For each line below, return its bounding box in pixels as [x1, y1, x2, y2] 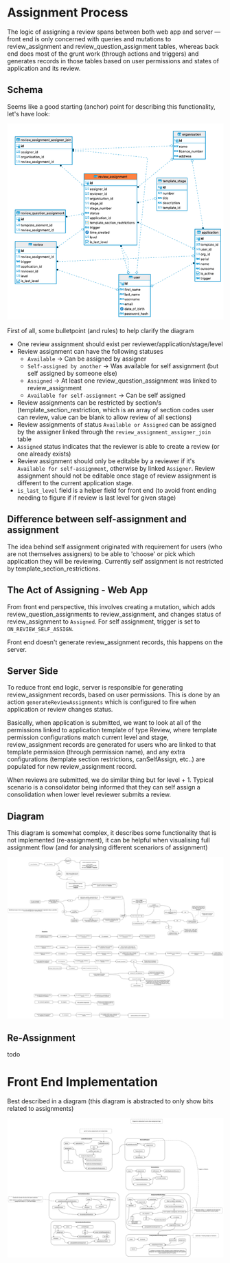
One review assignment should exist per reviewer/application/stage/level [16, 339, 223, 348]
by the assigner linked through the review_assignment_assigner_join [16, 427, 211, 436]
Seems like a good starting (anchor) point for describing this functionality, [7, 102, 216, 111]
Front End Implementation [7, 1074, 158, 1090]
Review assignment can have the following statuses [16, 347, 163, 355]
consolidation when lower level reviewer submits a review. [7, 790, 172, 799]
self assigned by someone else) [27, 369, 118, 377]
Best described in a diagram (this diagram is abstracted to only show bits [7, 1096, 214, 1105]
